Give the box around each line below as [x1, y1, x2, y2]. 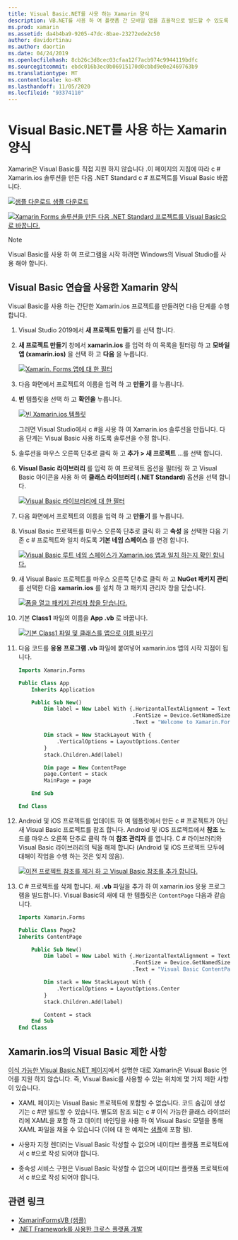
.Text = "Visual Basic [132, 966, 199, 973]
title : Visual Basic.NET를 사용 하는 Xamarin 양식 [8, 10, 150, 18]
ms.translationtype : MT [8, 69, 78, 77]
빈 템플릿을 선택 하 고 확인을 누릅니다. [18, 395, 122, 403]
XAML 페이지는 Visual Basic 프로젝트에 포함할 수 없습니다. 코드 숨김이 [18, 1098, 213, 1107]
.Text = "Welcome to [132, 718, 193, 726]
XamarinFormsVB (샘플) [18, 1216, 87, 1224]
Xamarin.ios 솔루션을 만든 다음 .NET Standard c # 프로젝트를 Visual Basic [8, 174, 215, 182]
